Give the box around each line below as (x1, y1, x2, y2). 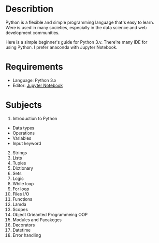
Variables (12, 135, 31, 141)
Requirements (5, 62, 63, 72)
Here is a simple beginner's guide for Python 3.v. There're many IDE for (5, 39, 148, 45)
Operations (12, 130, 35, 136)
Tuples (12, 160, 26, 166)
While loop (12, 180, 34, 186)
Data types (12, 125, 35, 130)
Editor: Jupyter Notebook (12, 82, 63, 88)
